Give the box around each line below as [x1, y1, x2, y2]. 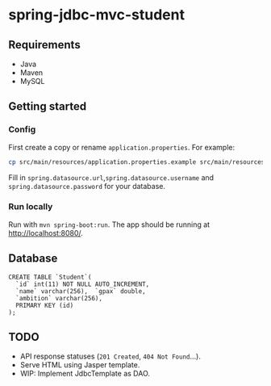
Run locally [8, 201, 53, 212]
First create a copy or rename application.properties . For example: [8, 142, 236, 152]
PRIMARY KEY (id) [15, 301, 74, 309]
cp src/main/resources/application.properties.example [8, 157, 197, 166]
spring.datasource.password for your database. [8, 181, 166, 191]
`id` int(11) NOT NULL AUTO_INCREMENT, [15, 280, 150, 288]
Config [8, 124, 36, 135]
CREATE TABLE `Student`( [8, 273, 92, 281]
